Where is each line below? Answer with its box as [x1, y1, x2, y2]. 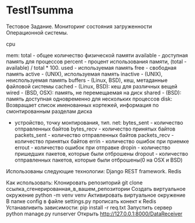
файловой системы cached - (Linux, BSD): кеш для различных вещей [6, 83, 178, 90]
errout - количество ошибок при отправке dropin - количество [14, 144, 170, 151]
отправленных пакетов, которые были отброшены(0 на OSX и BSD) [14, 156, 183, 163]
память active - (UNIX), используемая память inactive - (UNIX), [6, 70, 163, 77]
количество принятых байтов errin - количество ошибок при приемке [14, 138, 189, 145]
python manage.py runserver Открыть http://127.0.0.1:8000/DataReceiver [6, 210, 183, 217]
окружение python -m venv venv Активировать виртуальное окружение [6, 191, 186, 198]
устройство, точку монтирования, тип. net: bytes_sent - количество [14, 119, 183, 126]
